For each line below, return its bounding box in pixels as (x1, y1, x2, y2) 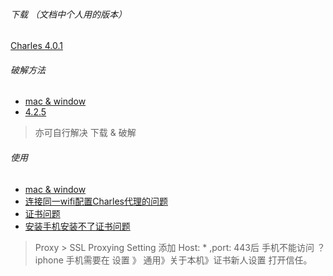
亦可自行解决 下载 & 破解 (34, 127, 137, 139)
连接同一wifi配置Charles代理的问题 (24, 195, 169, 207)
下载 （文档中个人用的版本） (10, 8, 127, 20)
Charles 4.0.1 (10, 40, 63, 52)
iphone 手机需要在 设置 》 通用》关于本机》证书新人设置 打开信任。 (34, 254, 313, 266)
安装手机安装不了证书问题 (24, 220, 131, 232)
